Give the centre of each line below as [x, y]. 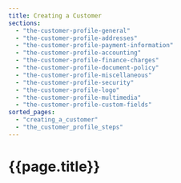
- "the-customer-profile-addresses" [76, 38]
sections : [25, 23]
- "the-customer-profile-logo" [68, 90]
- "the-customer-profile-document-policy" [87, 68]
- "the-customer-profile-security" [75, 82]
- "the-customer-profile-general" [73, 30]
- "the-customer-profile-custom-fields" [84, 105]
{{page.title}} [54, 167]
